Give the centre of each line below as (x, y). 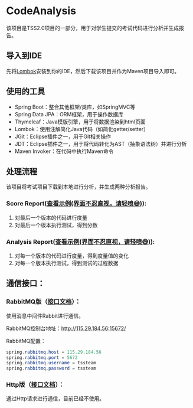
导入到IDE (24, 56)
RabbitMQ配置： (26, 341)
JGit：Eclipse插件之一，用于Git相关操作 (63, 136)
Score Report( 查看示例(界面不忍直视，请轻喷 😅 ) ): (76, 204)
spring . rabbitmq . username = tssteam (51, 363)
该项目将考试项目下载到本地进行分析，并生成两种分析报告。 (78, 187)
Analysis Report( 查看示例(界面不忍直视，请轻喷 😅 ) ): (81, 241)
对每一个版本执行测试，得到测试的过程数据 (66, 263)
